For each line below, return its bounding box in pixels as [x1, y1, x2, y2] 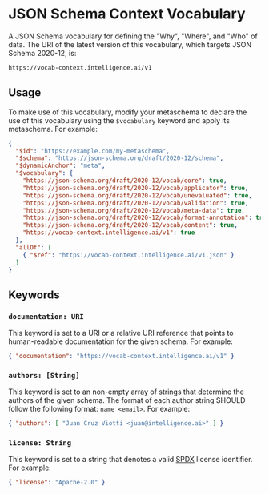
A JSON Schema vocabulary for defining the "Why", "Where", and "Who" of [8, 31, 258, 41]
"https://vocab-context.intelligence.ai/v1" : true [22, 229, 195, 237]
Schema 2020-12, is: [8, 48, 77, 58]
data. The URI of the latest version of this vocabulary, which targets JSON [8, 39, 252, 49]
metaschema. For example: [8, 124, 98, 133]
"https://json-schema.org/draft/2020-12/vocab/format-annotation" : [22, 213, 252, 222]
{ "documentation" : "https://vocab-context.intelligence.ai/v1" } [8, 353, 235, 361]
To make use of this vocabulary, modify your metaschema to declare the [8, 107, 247, 117]
